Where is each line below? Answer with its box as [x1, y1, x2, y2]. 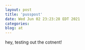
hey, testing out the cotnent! [5, 39, 62, 45]
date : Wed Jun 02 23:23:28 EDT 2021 [5, 16, 80, 21]
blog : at [5, 26, 23, 31]
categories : [5, 21, 29, 26]
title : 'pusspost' [5, 12, 43, 17]
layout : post [5, 7, 32, 12]
